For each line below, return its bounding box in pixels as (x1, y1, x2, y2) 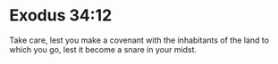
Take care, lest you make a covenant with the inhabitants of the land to (9, 35, 270, 45)
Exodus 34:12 (9, 5, 113, 26)
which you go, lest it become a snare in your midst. (9, 44, 198, 54)
